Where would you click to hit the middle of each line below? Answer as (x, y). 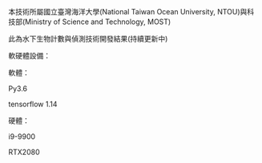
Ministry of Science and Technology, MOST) (98, 22)
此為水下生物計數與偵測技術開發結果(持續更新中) (88, 39)
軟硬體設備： (29, 56)
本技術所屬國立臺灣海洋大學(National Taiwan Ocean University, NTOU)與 (128, 12)
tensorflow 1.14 (33, 104)
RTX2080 (24, 152)
